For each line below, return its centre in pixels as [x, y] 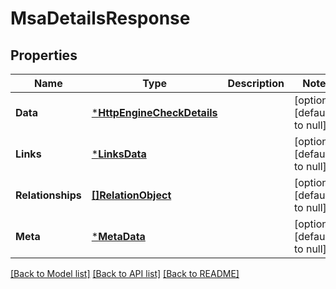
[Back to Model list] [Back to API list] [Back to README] [125, 273]
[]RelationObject [131, 195]
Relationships [48, 195]
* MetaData [118, 236]
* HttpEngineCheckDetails [154, 112]
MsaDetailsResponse [100, 18]
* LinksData [119, 154]
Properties [44, 55]
